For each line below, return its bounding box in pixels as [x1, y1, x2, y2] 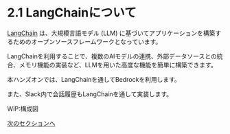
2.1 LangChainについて [7, 5, 137, 21]
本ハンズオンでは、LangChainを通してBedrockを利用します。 [7, 75, 181, 83]
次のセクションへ [7, 119, 56, 127]
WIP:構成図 [7, 104, 39, 113]
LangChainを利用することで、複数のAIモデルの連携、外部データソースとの [7, 52, 218, 60]
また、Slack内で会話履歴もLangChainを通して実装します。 [7, 89, 173, 98]
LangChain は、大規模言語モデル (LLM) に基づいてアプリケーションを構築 [7, 29, 216, 37]
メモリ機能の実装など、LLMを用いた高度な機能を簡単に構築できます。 [19, 60, 218, 69]
